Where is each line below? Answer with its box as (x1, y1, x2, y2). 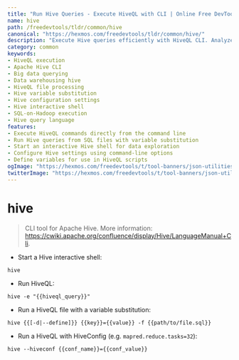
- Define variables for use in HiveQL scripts (7, 156, 148, 164)
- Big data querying (7, 70, 69, 77)
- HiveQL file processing (7, 83, 84, 91)
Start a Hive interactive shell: (17, 252, 102, 261)
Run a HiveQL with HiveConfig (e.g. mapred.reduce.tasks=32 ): (17, 331, 198, 340)
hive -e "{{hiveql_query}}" (7, 293, 91, 300)
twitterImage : (7, 169, 50, 177)
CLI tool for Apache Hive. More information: (24, 224, 153, 232)
